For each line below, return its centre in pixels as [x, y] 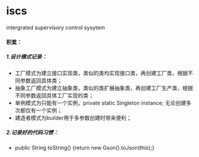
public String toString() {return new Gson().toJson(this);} [85, 148]
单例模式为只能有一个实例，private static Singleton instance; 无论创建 [100, 103]
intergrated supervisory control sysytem [56, 27]
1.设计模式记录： [27, 57]
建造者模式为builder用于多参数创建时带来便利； [73, 118]
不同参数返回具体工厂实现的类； [54, 95]
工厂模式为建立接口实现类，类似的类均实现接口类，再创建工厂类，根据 [101, 73]
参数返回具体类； [41, 80]
